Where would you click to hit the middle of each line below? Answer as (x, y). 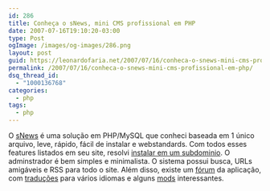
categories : (28, 90)
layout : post (30, 53)
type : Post (27, 38)
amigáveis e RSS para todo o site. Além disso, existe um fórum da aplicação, (135, 170)
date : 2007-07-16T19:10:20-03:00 (64, 30)
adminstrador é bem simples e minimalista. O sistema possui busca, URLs (131, 161)
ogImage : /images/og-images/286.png (70, 46)
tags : (17, 105)
